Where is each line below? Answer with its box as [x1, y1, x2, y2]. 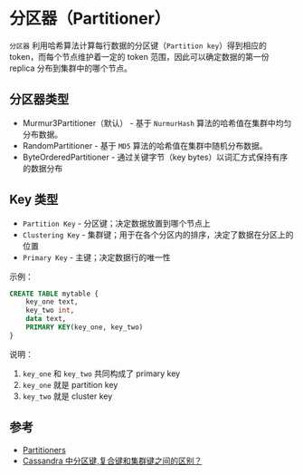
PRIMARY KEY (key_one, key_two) [25, 323, 144, 332]
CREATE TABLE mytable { [9, 289, 99, 298]
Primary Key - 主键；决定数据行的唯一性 [22, 251, 171, 263]
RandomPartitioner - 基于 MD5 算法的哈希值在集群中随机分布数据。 [22, 140, 269, 150]
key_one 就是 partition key [22, 379, 118, 390]
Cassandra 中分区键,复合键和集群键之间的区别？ [22, 455, 203, 466]
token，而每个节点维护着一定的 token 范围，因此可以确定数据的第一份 [9, 51, 270, 62]
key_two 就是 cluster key [22, 391, 113, 402]
